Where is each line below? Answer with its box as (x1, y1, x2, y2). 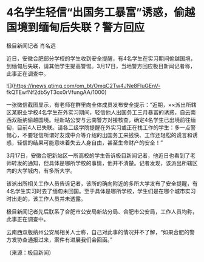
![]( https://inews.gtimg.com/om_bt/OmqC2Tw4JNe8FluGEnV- (6, 82, 161, 89)
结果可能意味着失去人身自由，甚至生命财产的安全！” (32, 139, 163, 146)
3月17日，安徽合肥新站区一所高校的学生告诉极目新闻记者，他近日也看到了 (6, 152, 191, 159)
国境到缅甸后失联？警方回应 (6, 21, 145, 35)
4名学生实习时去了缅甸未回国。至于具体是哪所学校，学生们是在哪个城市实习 (6, 187, 196, 195)
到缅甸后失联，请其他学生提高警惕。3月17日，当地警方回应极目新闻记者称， (6, 62, 196, 70)
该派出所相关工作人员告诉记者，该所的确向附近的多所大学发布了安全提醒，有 (6, 180, 198, 187)
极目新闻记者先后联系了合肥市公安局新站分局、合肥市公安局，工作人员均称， (6, 207, 198, 215)
